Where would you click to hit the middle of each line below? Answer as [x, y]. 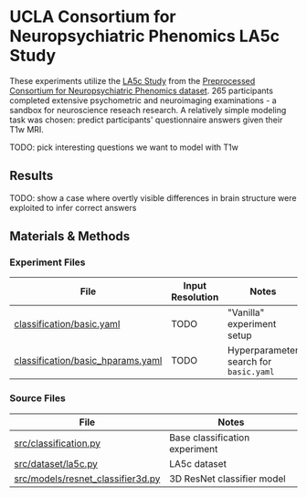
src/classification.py [57, 443]
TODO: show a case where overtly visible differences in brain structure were [153, 197]
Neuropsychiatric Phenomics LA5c [145, 36]
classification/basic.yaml [67, 324]
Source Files [37, 398]
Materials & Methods [70, 236]
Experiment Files [48, 262]
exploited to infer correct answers [73, 207]
